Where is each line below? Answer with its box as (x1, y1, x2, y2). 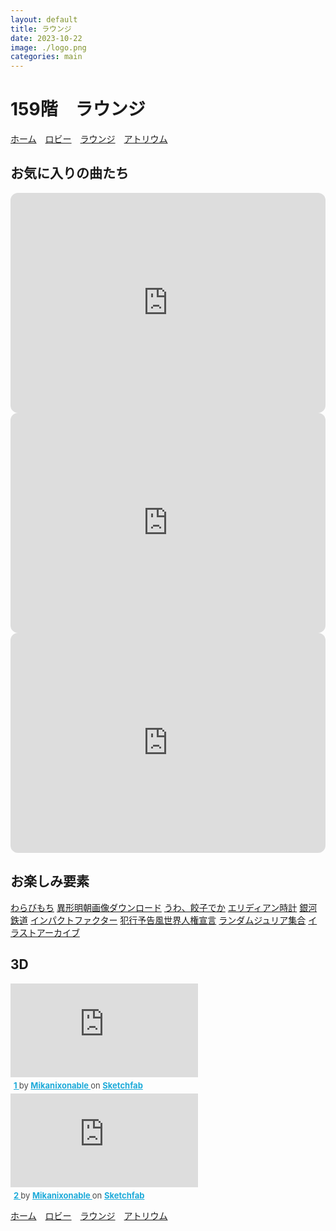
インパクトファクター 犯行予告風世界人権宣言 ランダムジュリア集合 (29, 914, 307, 926)
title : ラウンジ (10, 24, 72, 34)
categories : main (10, 52, 83, 62)
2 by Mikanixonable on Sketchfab (13, 1189, 145, 1201)
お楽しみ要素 (10, 873, 90, 890)
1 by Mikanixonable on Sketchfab (13, 1079, 143, 1091)
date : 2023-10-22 (10, 33, 83, 43)
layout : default (10, 14, 78, 25)
